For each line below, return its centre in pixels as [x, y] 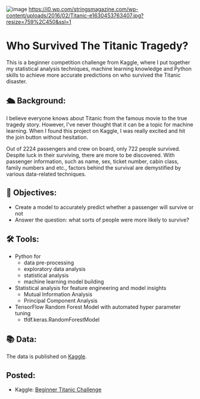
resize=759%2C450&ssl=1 [39, 22]
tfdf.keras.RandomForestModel [62, 320]
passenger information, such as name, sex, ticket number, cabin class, [93, 161]
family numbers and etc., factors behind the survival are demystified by [94, 167]
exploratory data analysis [55, 269]
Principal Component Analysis [61, 301]
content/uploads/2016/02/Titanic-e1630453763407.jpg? [75, 15]
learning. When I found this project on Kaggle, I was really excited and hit [96, 130]
